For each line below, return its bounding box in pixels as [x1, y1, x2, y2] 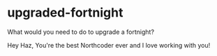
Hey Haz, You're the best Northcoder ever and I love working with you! [7, 41, 211, 49]
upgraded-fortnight [7, 5, 124, 21]
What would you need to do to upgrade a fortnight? [7, 28, 155, 36]
